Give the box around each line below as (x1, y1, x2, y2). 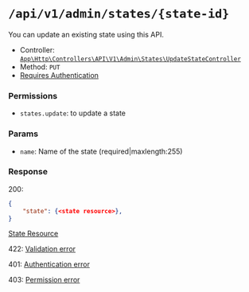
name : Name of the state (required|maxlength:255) (19, 146, 183, 156)
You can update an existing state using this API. (8, 29, 165, 39)
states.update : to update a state (19, 108, 126, 118)
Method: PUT (19, 62, 60, 72)
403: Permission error (8, 275, 80, 285)
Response (8, 166, 48, 177)
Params (8, 128, 38, 139)
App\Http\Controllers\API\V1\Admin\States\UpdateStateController (19, 55, 241, 63)
